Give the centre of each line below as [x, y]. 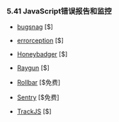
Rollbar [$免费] [39, 83]
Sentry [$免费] [38, 97]
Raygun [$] [33, 68]
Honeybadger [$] [42, 54]
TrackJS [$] [34, 111]
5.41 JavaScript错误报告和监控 [59, 11]
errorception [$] [40, 41]
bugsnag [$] [35, 27]
